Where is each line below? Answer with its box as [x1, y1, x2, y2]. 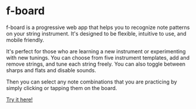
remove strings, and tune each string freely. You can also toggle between [6, 60, 186, 68]
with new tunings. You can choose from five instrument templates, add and [6, 54, 190, 61]
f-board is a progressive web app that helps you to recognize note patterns [6, 24, 190, 31]
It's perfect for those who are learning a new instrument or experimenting [6, 47, 186, 54]
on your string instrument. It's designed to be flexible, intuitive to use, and [6, 30, 187, 37]
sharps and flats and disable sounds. [6, 66, 97, 73]
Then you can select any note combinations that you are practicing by [6, 78, 177, 85]
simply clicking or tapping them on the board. [6, 84, 118, 91]
